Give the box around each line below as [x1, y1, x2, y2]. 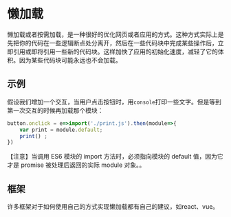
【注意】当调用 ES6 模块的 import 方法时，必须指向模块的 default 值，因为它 [7, 152, 223, 161]
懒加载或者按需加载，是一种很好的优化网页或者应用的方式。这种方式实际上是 [7, 30, 224, 38]
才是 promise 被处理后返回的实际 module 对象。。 [7, 161, 146, 169]
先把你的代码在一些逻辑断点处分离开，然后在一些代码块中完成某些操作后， [7, 38, 218, 47]
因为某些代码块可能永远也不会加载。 [19, 56, 122, 64]
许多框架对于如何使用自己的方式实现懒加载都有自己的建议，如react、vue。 [7, 203, 219, 211]
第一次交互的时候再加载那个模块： [7, 106, 104, 114]
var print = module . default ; [19, 126, 103, 133]
